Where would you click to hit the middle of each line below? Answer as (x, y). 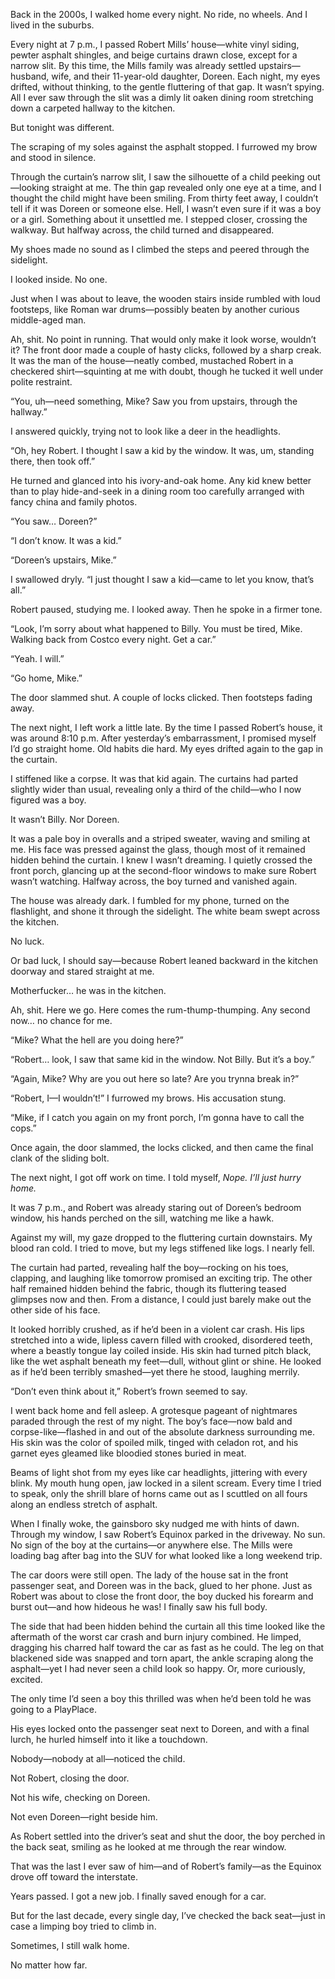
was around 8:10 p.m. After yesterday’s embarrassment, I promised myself (163, 738)
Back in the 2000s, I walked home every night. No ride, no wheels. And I (159, 14)
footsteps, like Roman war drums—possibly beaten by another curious (155, 309)
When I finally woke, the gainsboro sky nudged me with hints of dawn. (155, 1523)
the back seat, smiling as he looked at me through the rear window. (148, 1847)
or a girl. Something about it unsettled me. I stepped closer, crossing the (159, 219)
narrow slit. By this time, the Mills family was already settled (133, 65)
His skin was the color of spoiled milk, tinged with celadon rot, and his (154, 1442)
